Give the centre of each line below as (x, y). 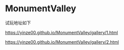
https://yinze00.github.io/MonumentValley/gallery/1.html (62, 32)
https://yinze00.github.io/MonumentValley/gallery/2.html (62, 42)
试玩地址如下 (18, 23)
